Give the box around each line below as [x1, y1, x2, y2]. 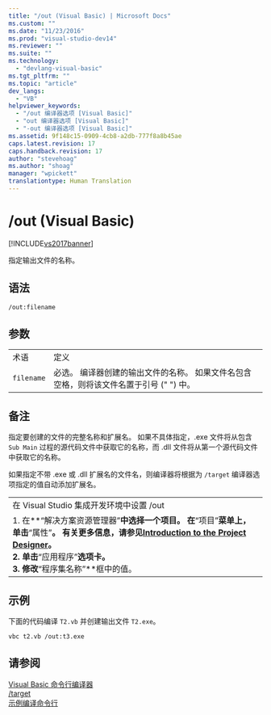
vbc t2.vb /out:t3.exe [8, 633, 85, 641]
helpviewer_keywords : [8, 102, 81, 110]
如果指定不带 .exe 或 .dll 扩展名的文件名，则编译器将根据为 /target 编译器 [8, 469, 253, 479]
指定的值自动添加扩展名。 [15, 480, 101, 490]
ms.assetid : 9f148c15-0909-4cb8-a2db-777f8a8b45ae [8, 132, 182, 140]
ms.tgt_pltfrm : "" [8, 72, 70, 80]
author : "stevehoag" [8, 154, 78, 162]
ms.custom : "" [8, 19, 56, 27]
